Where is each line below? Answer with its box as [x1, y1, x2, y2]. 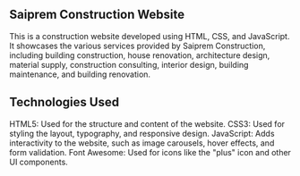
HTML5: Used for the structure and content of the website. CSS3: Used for [9, 118, 285, 129]
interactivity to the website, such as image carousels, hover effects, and [9, 138, 275, 148]
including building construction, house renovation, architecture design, [9, 49, 270, 61]
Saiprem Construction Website [9, 7, 185, 22]
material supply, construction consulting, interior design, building [9, 59, 249, 70]
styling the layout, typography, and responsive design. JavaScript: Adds [9, 128, 275, 138]
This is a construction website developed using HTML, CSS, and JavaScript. [9, 30, 290, 41]
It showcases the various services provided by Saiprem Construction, [9, 40, 266, 51]
